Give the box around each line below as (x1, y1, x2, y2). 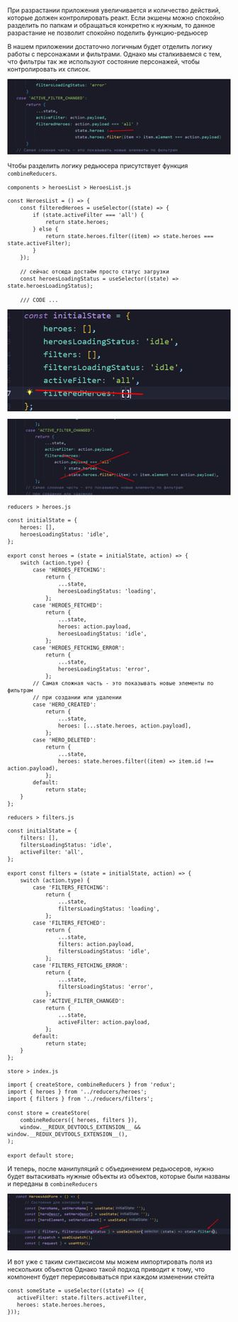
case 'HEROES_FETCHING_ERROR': (33, 644, 125, 651)
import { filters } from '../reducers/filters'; (7, 1095, 154, 1102)
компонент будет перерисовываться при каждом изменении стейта (7, 1272, 215, 1281)
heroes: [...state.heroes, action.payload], (57, 722, 192, 729)
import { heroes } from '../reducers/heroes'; (7, 1088, 147, 1095)
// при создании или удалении (33, 694, 122, 701)
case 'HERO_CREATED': (33, 701, 97, 708)
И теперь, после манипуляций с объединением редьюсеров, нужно (7, 1164, 214, 1172)
